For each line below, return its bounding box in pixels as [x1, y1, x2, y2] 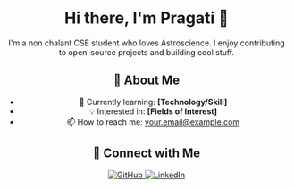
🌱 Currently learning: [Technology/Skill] [79, 96, 228, 107]
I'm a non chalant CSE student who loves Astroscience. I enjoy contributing [8, 37, 285, 48]
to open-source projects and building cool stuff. [58, 46, 235, 57]
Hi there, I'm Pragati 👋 [64, 8, 229, 29]
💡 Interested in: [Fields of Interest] [88, 106, 218, 117]
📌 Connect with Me [92, 146, 201, 161]
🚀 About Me [113, 73, 181, 88]
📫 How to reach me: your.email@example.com [66, 116, 240, 127]
